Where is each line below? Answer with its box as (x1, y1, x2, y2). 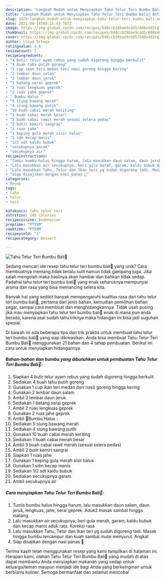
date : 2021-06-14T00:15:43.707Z (5, 21, 71, 26)
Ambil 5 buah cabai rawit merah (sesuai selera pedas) (12, 442, 121, 448)
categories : (5, 177, 30, 182)
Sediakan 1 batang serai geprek (12, 400, 76, 406)
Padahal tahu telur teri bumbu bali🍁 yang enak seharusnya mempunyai (5, 279, 148, 285)
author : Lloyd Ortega (5, 39, 50, 44)
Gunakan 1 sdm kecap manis (12, 463, 71, 469)
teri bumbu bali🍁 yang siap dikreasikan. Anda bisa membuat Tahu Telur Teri (5, 334, 158, 340)
